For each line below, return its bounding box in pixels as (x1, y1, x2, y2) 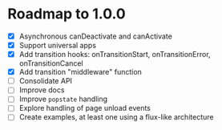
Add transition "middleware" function (18, 67, 142, 77)
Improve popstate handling (18, 94, 108, 104)
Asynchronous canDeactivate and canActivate (18, 31, 173, 41)
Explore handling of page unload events (18, 104, 151, 113)
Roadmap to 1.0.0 (7, 5, 126, 23)
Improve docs (18, 85, 65, 95)
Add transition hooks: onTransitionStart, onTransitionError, (18, 50, 211, 59)
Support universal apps (18, 41, 97, 50)
